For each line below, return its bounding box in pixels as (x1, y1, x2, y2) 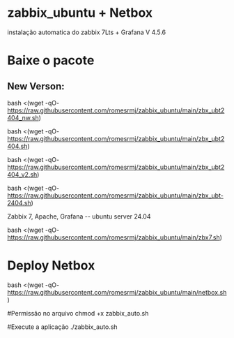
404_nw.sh (7, 113, 40, 122)
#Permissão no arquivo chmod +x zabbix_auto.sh (7, 309, 149, 317)
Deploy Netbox (7, 258, 95, 274)
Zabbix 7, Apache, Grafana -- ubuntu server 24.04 (7, 212, 151, 221)
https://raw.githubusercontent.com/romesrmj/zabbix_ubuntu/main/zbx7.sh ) (7, 233, 223, 242)
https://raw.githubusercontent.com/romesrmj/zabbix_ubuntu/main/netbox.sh (7, 288, 227, 296)
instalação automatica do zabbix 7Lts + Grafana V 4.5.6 (7, 28, 166, 36)
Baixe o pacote (7, 52, 95, 68)
